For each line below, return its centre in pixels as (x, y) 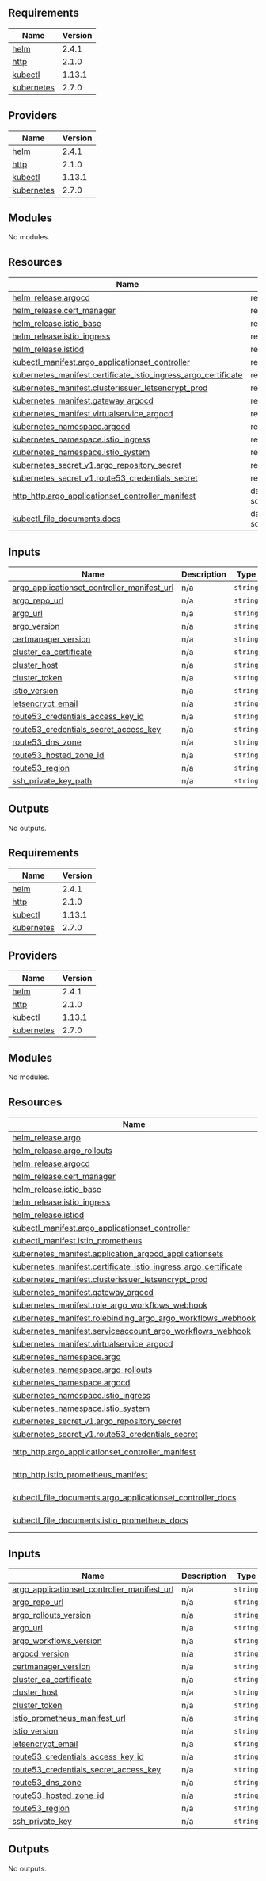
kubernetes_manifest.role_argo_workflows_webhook (110, 1305)
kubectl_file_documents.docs (66, 519)
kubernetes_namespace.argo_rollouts (82, 1370)
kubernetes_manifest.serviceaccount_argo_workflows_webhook (132, 1331)
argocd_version (41, 1653)
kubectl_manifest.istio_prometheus (77, 1241)
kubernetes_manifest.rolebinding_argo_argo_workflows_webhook (134, 1318)
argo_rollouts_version (52, 1615)
